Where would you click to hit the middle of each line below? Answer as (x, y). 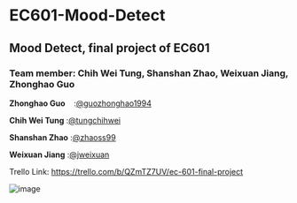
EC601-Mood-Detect (87, 15)
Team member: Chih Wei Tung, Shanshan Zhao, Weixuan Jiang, (149, 73)
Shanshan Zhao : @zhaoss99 (63, 137)
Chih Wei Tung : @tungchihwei (65, 120)
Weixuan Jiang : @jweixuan (59, 154)
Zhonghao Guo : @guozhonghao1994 (81, 103)
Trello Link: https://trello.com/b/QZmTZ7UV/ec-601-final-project (126, 171)
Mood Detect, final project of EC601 (109, 48)
